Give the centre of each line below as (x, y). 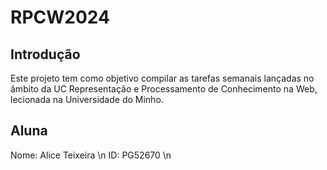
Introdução (45, 54)
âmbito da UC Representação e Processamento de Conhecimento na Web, (164, 89)
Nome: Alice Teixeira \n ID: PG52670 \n (91, 155)
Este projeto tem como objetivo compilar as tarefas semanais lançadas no (162, 78)
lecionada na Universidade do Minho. (87, 99)
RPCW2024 (60, 17)
